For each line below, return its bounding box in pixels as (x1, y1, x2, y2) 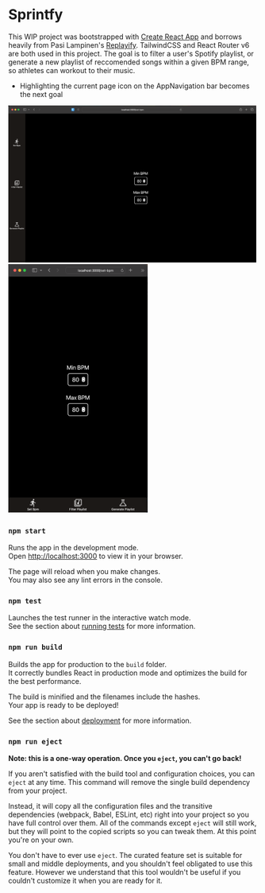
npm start (8, 526, 46, 535)
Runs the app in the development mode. (8, 543, 139, 553)
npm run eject (8, 737, 63, 746)
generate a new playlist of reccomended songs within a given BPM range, (8, 57, 250, 67)
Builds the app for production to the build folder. (8, 659, 167, 669)
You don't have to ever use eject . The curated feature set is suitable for (8, 851, 243, 860)
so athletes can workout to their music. (8, 65, 136, 75)
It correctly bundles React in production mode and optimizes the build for (8, 668, 248, 678)
